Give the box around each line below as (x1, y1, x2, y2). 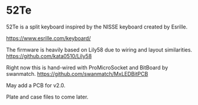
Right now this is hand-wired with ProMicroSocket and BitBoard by (6, 63, 168, 71)
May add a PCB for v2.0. (6, 81, 66, 89)
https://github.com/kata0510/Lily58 (6, 52, 92, 59)
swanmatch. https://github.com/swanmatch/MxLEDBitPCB (6, 70, 148, 77)
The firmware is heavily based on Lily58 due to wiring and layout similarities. (6, 46, 193, 53)
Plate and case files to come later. (6, 93, 89, 100)
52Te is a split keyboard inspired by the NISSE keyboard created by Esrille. (6, 23, 188, 30)
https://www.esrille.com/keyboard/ (6, 34, 91, 42)
